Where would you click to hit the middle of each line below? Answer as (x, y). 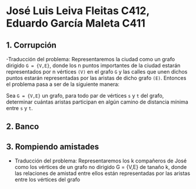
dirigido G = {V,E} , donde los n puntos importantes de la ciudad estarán (93, 65)
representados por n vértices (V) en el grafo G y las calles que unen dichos (97, 72)
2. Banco (23, 127)
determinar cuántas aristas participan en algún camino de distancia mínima (97, 102)
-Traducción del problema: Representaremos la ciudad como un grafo (91, 59)
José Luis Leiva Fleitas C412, (78, 11)
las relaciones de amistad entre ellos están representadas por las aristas (102, 173)
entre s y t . (20, 108)
